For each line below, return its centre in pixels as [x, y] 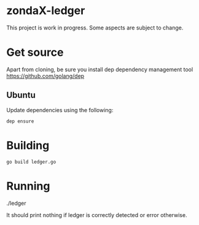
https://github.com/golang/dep [45, 76]
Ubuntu [21, 95]
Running [28, 186]
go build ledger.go [31, 162]
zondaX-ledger [46, 11]
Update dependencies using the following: [60, 110]
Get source [35, 52]
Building [28, 145]
